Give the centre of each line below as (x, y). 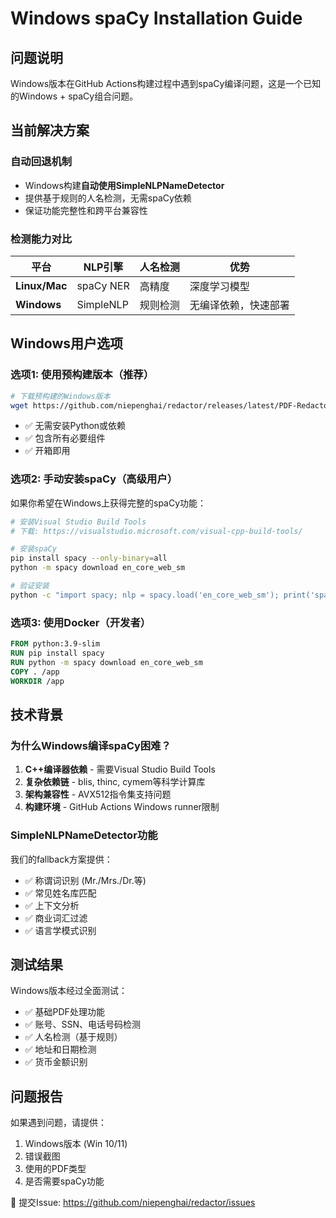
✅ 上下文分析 (52, 905)
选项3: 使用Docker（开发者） (81, 622)
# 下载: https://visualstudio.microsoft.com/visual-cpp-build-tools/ (156, 531)
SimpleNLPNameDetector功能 (84, 835)
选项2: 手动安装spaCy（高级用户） (94, 479)
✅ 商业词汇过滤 (56, 918)
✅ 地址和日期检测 (60, 1049)
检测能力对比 (41, 239)
